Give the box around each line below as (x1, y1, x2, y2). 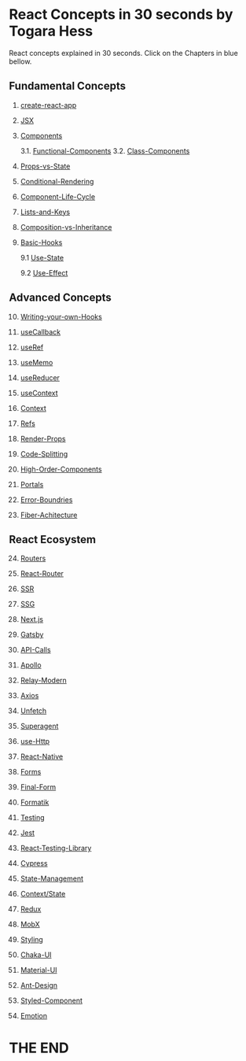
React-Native (20, 752, 64, 761)
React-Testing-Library (20, 844, 92, 853)
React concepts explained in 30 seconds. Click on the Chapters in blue (9, 48, 238, 57)
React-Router (20, 569, 64, 579)
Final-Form (20, 782, 57, 792)
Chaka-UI (20, 950, 52, 959)
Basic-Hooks (20, 238, 63, 247)
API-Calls (20, 645, 51, 655)
